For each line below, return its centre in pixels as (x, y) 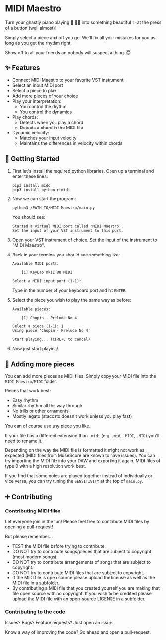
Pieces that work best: (28, 391)
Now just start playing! (35, 348)
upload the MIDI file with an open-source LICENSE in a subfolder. (79, 599)
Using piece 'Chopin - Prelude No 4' (51, 330)
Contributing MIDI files (33, 511)
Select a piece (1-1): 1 (38, 326)
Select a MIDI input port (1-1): (47, 281)
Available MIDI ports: (36, 263)
